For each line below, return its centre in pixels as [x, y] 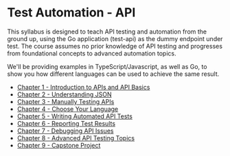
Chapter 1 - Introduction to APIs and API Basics [83, 87]
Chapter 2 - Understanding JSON [64, 94]
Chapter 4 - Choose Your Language [68, 109]
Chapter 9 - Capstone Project [59, 145]
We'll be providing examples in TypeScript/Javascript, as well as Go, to [107, 66]
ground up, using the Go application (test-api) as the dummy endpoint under [115, 38]
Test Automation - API [71, 13]
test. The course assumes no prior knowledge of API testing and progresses [115, 46]
